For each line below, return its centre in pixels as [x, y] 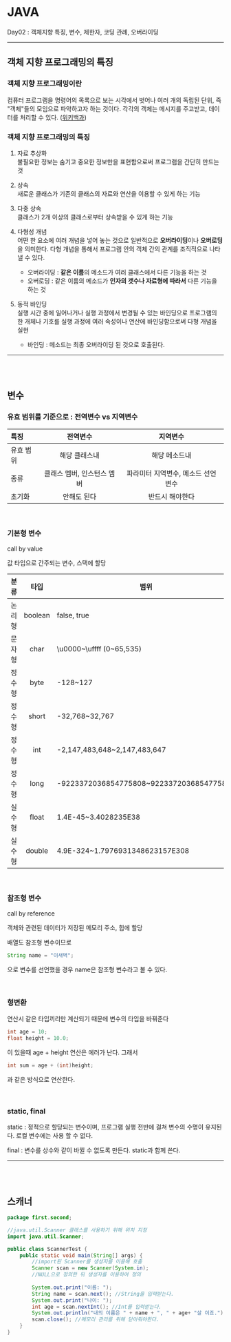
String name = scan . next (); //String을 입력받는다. [103, 1294]
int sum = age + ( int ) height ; [51, 1066]
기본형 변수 [24, 533]
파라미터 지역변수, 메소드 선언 [171, 473]
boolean [37, 615]
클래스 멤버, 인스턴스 [76, 473]
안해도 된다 [80, 496]
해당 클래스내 [79, 455]
